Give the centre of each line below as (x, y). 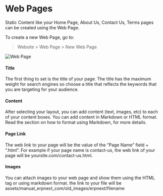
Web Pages (29, 9)
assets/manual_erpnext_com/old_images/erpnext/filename (65, 188)
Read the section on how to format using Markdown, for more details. (76, 123)
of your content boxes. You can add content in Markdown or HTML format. (81, 117)
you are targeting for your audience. (42, 89)
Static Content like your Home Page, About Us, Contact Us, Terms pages (79, 22)
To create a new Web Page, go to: (40, 37)
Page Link (16, 133)
